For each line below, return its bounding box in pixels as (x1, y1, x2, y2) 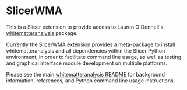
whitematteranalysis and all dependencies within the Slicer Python (6, 47, 165, 54)
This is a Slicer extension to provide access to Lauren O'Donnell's (6, 23, 164, 30)
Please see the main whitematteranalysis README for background (6, 71, 165, 78)
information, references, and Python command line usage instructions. (6, 77, 175, 84)
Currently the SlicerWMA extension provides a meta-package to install (6, 41, 175, 48)
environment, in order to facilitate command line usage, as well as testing (6, 53, 182, 60)
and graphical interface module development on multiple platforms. (6, 60, 168, 67)
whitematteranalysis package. (6, 29, 78, 36)
